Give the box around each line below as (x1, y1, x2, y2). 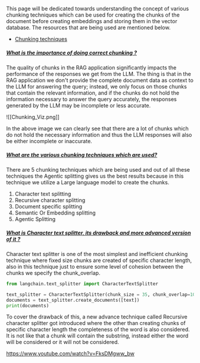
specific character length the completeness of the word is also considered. (6, 326, 190, 333)
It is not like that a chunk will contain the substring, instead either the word (6, 332, 189, 339)
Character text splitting (14, 190, 71, 197)
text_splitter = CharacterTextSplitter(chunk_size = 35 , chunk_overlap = (6, 291, 190, 298)
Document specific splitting (14, 203, 82, 210)
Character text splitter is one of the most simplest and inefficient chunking (6, 250, 188, 257)
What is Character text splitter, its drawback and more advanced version (6, 229, 192, 236)
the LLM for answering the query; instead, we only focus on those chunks (6, 83, 187, 90)
